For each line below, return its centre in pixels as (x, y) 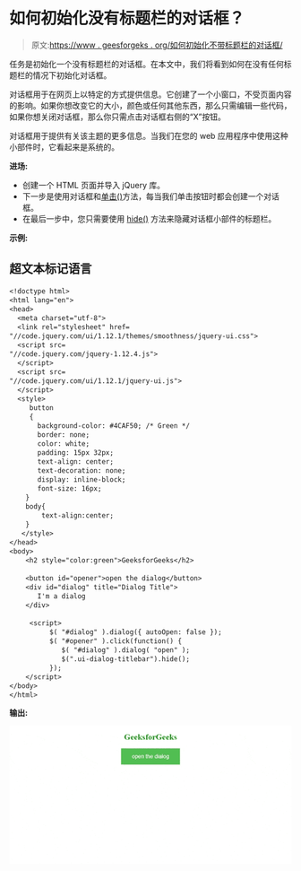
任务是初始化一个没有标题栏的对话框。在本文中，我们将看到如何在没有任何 (146, 64)
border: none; (64, 435)
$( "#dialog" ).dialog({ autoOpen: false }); (135, 632)
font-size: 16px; (69, 488)
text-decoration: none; (82, 470)
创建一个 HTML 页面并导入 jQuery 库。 (94, 185)
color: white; (64, 444)
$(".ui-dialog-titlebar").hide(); (126, 659)
